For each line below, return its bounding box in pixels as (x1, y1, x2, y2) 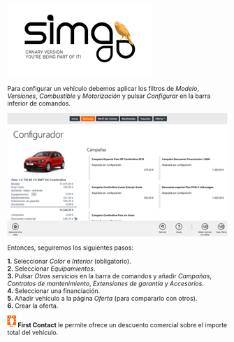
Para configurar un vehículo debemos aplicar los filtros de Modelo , (7, 85, 199, 92)
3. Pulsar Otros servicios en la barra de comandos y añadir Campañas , (7, 271, 212, 280)
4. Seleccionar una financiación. (7, 286, 101, 295)
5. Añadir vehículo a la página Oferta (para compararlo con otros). (7, 294, 198, 302)
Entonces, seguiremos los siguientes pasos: (7, 243, 134, 252)
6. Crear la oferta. (7, 301, 59, 310)
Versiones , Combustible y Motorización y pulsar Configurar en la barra (7, 92, 211, 100)
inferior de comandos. (7, 99, 71, 107)
